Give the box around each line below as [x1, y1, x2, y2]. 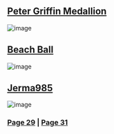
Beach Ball [7, 44, 54, 56]
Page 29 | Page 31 [7, 117, 68, 127]
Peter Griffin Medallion [7, 6, 107, 17]
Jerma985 [7, 82, 53, 94]
